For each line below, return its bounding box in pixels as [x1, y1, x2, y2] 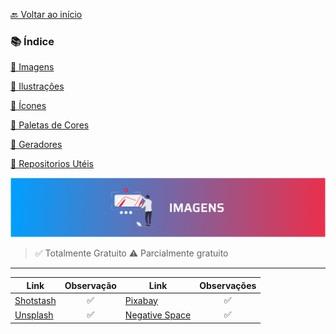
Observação [64, 279, 117, 291]
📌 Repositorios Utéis [10, 158, 94, 170]
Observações [199, 279, 257, 291]
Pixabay [124, 294, 158, 306]
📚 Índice [10, 34, 55, 48]
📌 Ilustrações [10, 80, 65, 93]
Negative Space [124, 309, 192, 321]
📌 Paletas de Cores [10, 119, 90, 131]
